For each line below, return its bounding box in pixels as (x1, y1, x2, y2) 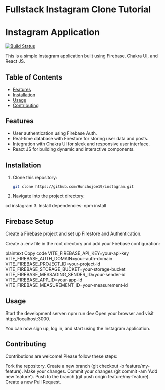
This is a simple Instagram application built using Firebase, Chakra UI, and (5, 53, 158, 59)
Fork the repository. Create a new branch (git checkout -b (5, 363, 124, 369)
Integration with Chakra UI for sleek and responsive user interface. (12, 141, 150, 147)
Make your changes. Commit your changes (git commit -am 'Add (24, 368, 158, 374)
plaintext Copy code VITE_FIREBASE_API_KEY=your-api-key (5, 250, 129, 256)
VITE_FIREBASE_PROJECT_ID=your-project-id (5, 261, 100, 267)
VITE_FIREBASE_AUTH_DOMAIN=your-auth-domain (5, 256, 113, 262)
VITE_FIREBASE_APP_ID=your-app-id (5, 277, 83, 283)
